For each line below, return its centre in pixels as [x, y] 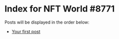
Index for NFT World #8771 [60, 9]
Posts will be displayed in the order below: [47, 22]
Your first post [26, 31]
